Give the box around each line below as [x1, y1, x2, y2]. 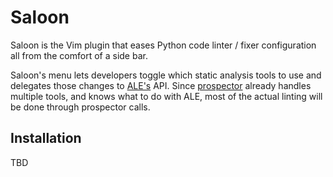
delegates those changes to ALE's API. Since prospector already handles [10, 79, 312, 91]
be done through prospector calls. [10, 101, 151, 113]
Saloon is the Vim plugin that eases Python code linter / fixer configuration [10, 39, 317, 51]
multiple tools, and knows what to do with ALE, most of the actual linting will [10, 90, 323, 102]
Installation [10, 130, 82, 147]
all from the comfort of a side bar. [10, 49, 148, 61]
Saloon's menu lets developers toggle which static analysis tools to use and [10, 69, 322, 81]
